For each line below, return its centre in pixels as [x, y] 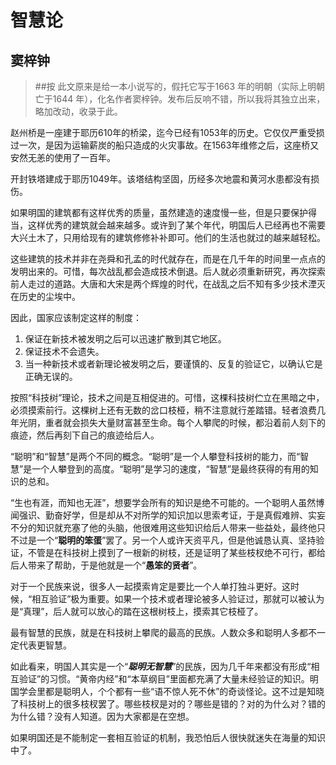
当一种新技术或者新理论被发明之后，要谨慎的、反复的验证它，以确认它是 [173, 364]
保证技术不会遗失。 [64, 351]
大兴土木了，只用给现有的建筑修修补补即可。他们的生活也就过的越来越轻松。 [168, 237]
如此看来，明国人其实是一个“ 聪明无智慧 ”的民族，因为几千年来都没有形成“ [161, 666]
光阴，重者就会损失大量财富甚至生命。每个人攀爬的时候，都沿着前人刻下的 [172, 422]
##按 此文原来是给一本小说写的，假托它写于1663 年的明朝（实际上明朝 [180, 86]
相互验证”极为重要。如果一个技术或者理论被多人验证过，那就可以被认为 [178, 599]
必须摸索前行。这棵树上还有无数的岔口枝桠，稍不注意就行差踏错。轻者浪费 [163, 410]
